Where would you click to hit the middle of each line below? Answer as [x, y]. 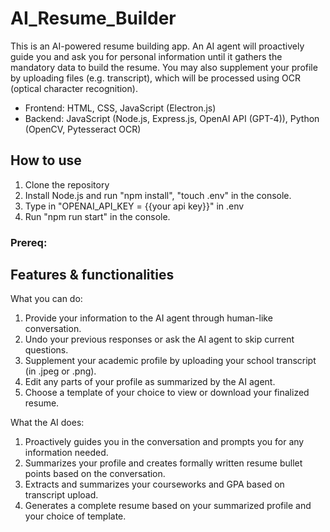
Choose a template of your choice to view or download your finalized [167, 393]
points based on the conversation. [95, 474]
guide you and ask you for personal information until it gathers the [146, 56]
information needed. [66, 453]
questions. [46, 350]
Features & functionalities [92, 275]
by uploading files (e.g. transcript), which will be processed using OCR [156, 78]
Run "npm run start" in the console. [97, 216]
